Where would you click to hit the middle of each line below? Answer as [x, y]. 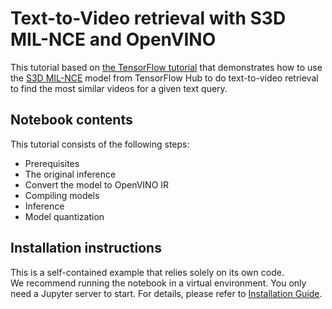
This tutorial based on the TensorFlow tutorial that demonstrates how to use [166, 67]
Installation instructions [86, 248]
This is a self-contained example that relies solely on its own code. [147, 272]
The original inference [70, 174]
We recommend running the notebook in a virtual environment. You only [158, 283]
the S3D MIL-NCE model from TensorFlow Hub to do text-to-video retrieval [164, 78]
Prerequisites [52, 163]
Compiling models [62, 195]
